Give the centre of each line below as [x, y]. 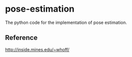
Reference [21, 38]
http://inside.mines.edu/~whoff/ [37, 49]
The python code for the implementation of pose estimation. [66, 22]
